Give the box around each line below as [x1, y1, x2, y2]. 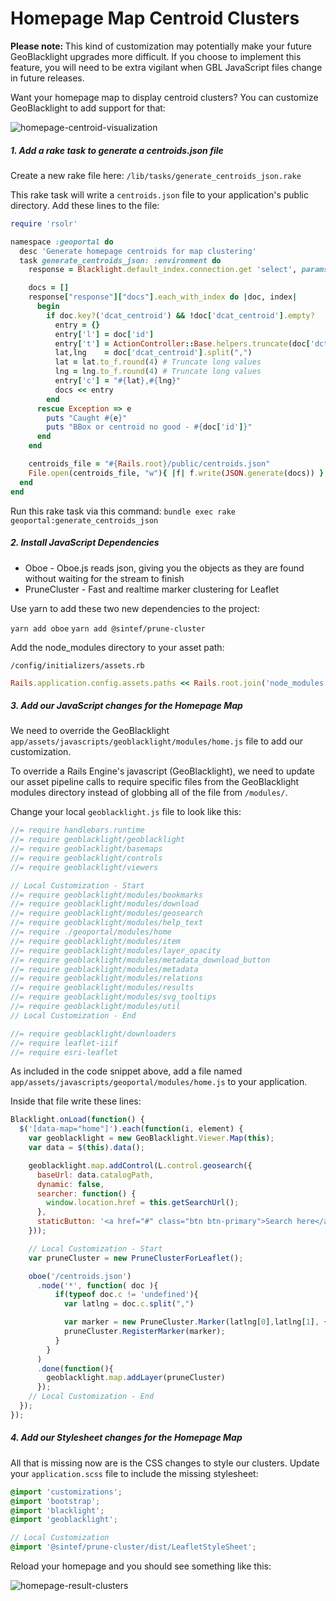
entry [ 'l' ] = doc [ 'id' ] [54, 329, 155, 339]
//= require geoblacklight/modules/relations [10, 973, 203, 984]
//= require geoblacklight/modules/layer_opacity [10, 945, 222, 956]
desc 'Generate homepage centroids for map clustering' [19, 246, 257, 256]
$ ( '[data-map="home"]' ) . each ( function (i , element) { [19, 1124, 244, 1134]
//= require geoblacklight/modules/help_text [10, 918, 203, 928]
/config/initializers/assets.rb [10, 660, 145, 671]
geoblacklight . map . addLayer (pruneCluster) [46, 1373, 226, 1383]
